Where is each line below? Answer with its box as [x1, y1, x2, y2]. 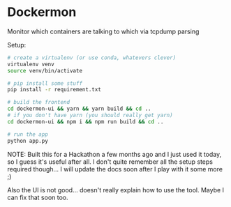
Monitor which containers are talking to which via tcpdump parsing [7, 27, 200, 36]
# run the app [7, 130, 49, 138]
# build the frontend [7, 99, 70, 106]
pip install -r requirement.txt [7, 86, 101, 93]
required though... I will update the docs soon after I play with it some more [7, 164, 223, 173]
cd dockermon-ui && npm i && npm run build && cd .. [7, 118, 164, 125]
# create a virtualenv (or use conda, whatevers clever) [7, 54, 177, 61]
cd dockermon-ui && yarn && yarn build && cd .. [7, 105, 151, 112]
